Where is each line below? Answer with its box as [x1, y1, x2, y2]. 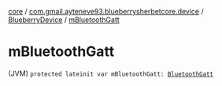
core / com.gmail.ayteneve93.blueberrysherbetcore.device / [8, 7, 205, 16]
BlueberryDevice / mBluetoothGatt [8, 15, 120, 24]
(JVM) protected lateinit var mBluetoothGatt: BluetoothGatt [8, 69, 214, 78]
